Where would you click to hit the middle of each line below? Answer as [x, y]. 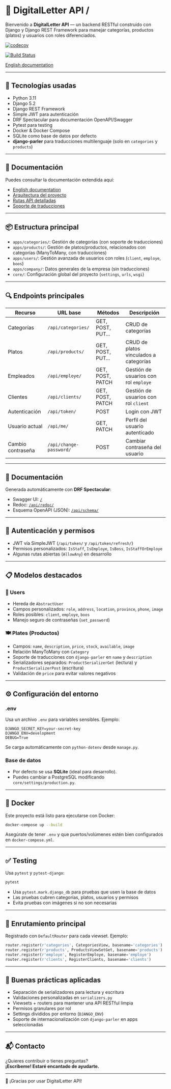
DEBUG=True [17, 738]
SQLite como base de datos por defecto [54, 136]
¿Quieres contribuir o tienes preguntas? [47, 1061]
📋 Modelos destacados [44, 576]
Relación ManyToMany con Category [51, 652]
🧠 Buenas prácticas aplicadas [53, 980]
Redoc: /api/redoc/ [33, 505]
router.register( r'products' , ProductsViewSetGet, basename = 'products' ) [84, 950]
